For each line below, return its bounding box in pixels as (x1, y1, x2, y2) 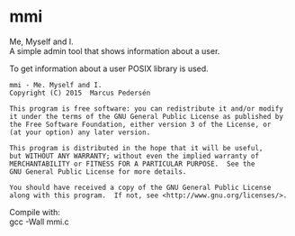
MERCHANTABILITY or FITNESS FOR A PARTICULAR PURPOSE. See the (9, 159, 255, 168)
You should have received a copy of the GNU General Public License (9, 183, 272, 192)
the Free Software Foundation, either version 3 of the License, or (9, 120, 272, 129)
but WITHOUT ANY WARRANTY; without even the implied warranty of (9, 151, 259, 160)
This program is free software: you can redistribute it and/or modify (9, 104, 283, 113)
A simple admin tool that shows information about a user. (9, 45, 220, 56)
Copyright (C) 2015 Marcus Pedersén (9, 88, 151, 97)
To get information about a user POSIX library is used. (9, 63, 209, 74)
